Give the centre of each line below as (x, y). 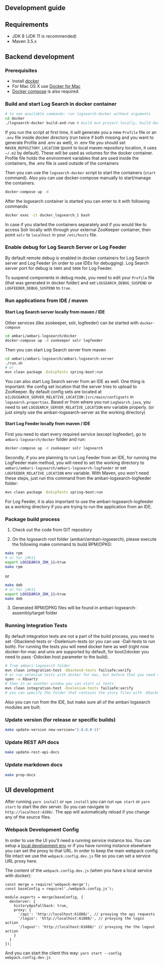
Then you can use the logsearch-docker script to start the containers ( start (81, 172)
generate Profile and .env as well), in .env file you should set (65, 142)
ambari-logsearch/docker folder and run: (45, 439)
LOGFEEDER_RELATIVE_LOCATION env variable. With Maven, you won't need (77, 473)
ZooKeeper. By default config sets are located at (53, 392)
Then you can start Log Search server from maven (56, 349)
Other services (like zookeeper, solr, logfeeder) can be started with (72, 323)
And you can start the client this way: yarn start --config (64, 953)
